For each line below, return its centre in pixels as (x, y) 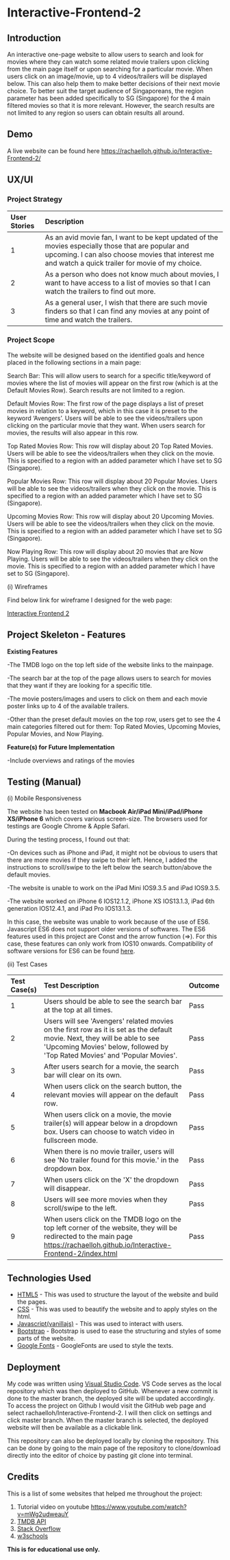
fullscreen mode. (71, 1141)
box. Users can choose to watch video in (109, 1132)
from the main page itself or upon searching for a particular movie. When (110, 69)
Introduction (34, 38)
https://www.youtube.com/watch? (139, 1506)
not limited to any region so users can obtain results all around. (96, 113)
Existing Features (33, 651)
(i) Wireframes (27, 586)
